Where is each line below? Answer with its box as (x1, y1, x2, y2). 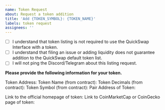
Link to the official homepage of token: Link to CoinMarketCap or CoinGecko (5, 94, 160, 100)
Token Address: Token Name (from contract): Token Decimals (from (5, 79, 143, 86)
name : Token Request (5, 7, 48, 12)
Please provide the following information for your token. (5, 70, 122, 76)
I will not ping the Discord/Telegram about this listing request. (12, 60, 137, 66)
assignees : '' (5, 25, 34, 30)
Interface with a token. (12, 44, 58, 50)
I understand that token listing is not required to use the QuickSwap (12, 39, 149, 44)
